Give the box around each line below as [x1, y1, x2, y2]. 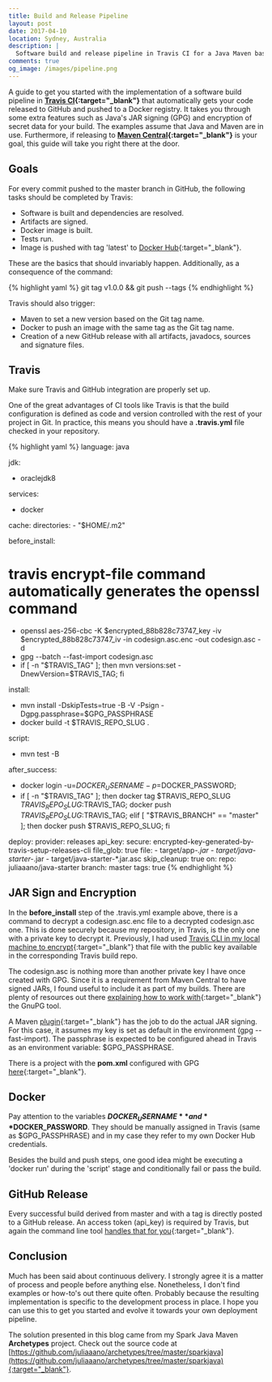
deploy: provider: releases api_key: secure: [8, 836, 152, 846]
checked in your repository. [8, 427, 100, 436]
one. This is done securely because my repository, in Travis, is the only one [8, 925, 260, 934]
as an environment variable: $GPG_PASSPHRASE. [8, 1042, 174, 1052]
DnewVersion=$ [19, 669, 74, 679]
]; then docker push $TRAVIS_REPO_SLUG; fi [19, 821, 170, 830]
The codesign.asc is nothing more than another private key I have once [8, 966, 246, 976]
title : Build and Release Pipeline [8, 11, 129, 20]
